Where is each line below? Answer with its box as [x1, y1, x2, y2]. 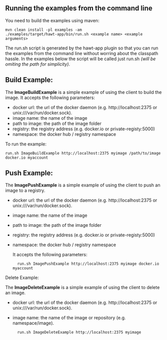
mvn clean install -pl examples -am [5, 27, 82, 32]
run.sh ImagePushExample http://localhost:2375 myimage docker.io [17, 261, 159, 267]
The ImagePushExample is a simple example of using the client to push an [5, 182, 160, 188]
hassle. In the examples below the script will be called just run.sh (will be [5, 56, 156, 62]
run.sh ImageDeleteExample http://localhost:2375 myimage [17, 330, 141, 335]
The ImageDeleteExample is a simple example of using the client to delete [5, 284, 160, 290]
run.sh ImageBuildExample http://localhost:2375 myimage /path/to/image [5, 151, 161, 156]
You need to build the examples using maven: [5, 17, 100, 23]
